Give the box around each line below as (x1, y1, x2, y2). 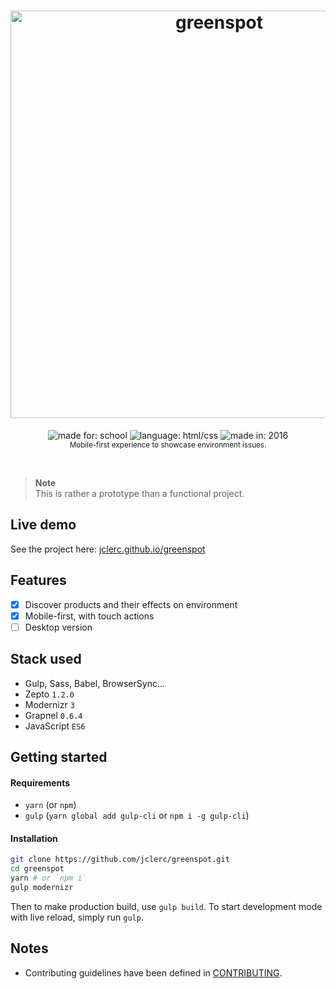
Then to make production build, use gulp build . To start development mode (10, 900, 323, 912)
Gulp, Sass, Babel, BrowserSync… (24, 677, 166, 689)
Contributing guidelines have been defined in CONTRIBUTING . (24, 966, 283, 979)
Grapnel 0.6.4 (24, 709, 83, 721)
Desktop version (24, 621, 93, 633)
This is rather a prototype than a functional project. (34, 487, 245, 499)
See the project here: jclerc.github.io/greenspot (10, 543, 206, 555)
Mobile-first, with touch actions (24, 610, 155, 622)
